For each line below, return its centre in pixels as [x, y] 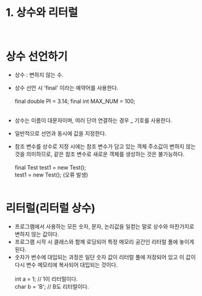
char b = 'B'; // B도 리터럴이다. [52, 286]
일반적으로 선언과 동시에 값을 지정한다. [60, 133]
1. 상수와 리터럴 [42, 13]
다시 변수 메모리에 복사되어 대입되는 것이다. [66, 265]
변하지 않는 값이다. [37, 234]
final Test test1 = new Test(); [50, 167]
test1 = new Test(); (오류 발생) [51, 175]
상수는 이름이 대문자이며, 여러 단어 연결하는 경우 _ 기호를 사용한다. [93, 120]
